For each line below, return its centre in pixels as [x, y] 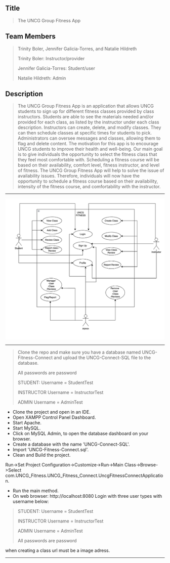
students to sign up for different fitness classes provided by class [86, 111]
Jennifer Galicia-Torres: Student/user [56, 68]
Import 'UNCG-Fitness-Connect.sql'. [51, 449]
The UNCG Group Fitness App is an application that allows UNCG [86, 106]
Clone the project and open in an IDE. [52, 412]
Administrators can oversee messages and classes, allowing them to [89, 138]
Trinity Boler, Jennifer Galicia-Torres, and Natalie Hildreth [77, 49]
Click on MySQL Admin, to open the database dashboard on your [80, 433]
